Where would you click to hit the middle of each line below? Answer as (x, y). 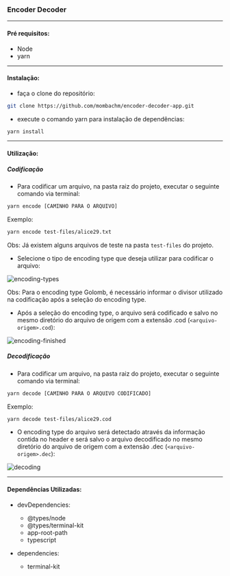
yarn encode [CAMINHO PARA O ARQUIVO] (62, 206)
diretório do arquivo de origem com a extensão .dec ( (92, 446)
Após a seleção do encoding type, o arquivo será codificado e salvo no (117, 313)
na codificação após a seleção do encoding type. (77, 299)
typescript (42, 540)
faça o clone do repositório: (56, 93)
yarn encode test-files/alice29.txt (59, 232)
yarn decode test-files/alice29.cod (59, 419)
